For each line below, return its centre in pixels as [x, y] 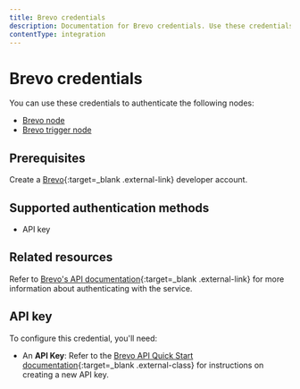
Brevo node [43, 121]
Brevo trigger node [57, 130]
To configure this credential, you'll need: [83, 338]
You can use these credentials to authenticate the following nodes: [132, 103]
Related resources [61, 257]
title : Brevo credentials [57, 17]
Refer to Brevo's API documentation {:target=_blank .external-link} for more [147, 279]
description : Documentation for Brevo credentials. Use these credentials [151, 26]
